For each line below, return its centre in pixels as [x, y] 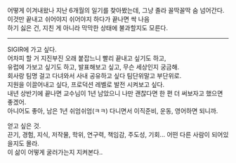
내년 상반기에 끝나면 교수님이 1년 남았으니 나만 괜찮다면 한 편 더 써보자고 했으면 [115, 93]
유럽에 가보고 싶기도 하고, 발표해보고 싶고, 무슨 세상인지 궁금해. [93, 67]
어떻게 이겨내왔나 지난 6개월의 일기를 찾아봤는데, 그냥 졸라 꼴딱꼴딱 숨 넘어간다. [116, 10]
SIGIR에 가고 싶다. [32, 49]
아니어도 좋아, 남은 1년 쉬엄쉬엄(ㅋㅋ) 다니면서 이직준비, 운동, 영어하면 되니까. [113, 111]
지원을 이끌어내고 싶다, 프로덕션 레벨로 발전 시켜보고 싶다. [86, 84]
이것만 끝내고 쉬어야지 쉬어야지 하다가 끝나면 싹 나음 [78, 19]
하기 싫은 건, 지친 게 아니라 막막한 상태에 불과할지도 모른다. [88, 28]
